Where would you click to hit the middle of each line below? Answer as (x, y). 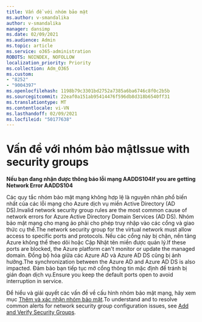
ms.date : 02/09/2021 (33, 35)
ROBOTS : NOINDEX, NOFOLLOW (40, 57)
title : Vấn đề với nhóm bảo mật (47, 12)
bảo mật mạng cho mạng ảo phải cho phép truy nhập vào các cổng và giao (100, 223)
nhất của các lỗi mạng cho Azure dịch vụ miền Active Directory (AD (91, 204)
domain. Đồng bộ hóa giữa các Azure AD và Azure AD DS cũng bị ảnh (94, 255)
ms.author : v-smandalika (38, 18)
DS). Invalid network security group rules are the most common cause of (97, 210)
